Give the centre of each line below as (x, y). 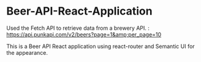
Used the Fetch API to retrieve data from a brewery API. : (78, 28)
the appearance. (27, 52)
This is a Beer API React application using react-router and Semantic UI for (100, 46)
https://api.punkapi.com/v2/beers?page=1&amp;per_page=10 (84, 34)
